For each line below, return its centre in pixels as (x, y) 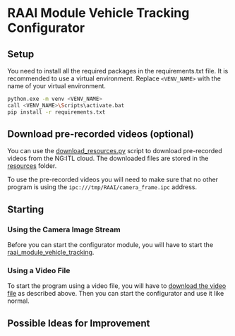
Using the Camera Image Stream (64, 229)
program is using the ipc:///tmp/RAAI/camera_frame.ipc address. (102, 187)
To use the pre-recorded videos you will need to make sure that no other (113, 180)
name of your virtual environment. (56, 86)
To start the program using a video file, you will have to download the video (117, 286)
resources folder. (32, 166)
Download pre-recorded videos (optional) (101, 134)
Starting (26, 209)
